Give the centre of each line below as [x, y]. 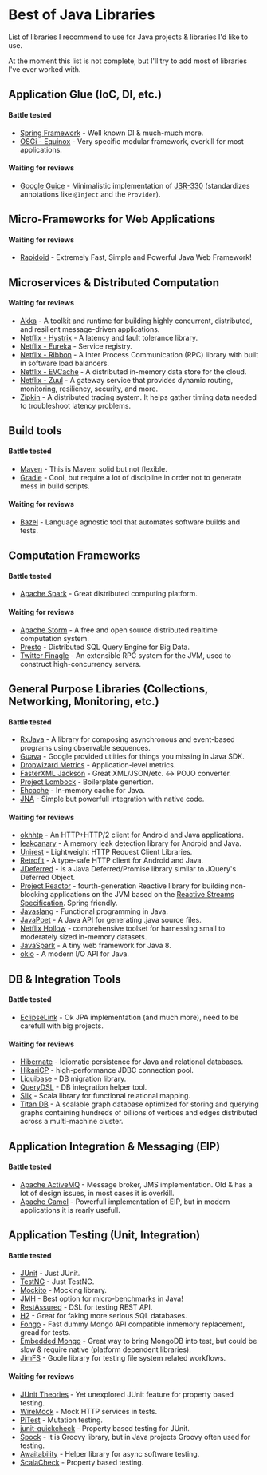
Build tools [35, 431]
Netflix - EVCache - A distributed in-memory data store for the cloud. [133, 371]
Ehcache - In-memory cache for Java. [82, 791]
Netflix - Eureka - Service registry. [76, 346]
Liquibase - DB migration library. [73, 1079]
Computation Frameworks [75, 556]
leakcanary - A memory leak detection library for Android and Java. [130, 843]
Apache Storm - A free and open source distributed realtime [118, 630]
